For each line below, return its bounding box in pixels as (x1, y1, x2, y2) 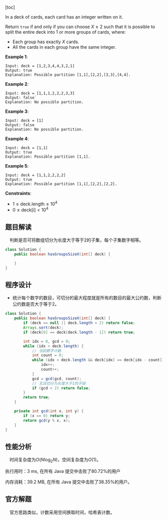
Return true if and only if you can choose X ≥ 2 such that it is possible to (5, 24, 155, 30)
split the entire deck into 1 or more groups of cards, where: (5, 29, 126, 35)
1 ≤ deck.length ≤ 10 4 (12, 200, 57, 207)
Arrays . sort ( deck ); (23, 325, 64, 330)
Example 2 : (5, 81, 29, 87)
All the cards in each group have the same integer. (12, 44, 116, 50)
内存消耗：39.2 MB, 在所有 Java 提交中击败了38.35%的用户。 (5, 479, 132, 485)
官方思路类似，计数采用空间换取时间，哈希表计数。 (9, 509, 115, 515)
